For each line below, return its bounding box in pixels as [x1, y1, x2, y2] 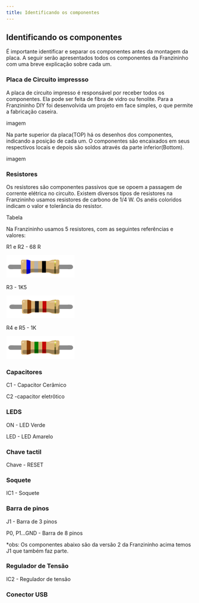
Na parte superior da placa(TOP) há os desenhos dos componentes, [6, 131, 173, 138]
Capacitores [6, 368, 43, 376]
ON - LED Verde [6, 421, 46, 428]
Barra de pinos [6, 504, 49, 513]
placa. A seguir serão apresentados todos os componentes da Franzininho [6, 54, 189, 62]
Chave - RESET [6, 461, 44, 468]
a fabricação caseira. [6, 108, 58, 115]
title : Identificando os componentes [6, 10, 100, 15]
